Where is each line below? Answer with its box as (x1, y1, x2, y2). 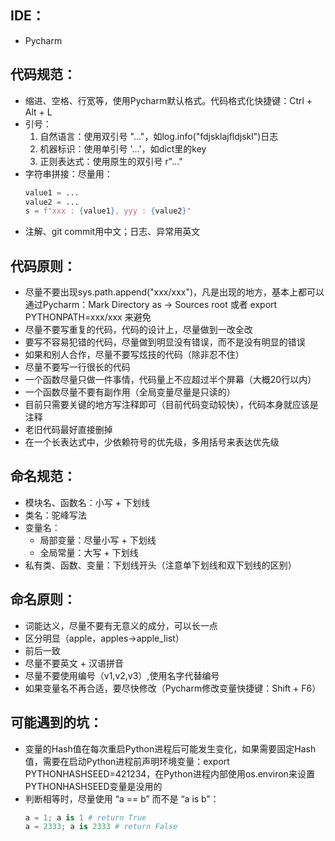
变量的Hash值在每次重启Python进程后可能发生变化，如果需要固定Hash (24, 742, 317, 755)
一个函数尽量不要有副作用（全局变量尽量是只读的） (24, 386, 236, 398)
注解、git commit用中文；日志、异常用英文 (24, 226, 201, 238)
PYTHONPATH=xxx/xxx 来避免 (24, 311, 152, 323)
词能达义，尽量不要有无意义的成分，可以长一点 (24, 619, 218, 631)
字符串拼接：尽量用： (24, 167, 113, 180)
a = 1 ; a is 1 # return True (24, 812, 147, 823)
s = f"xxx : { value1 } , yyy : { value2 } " (24, 206, 192, 216)
